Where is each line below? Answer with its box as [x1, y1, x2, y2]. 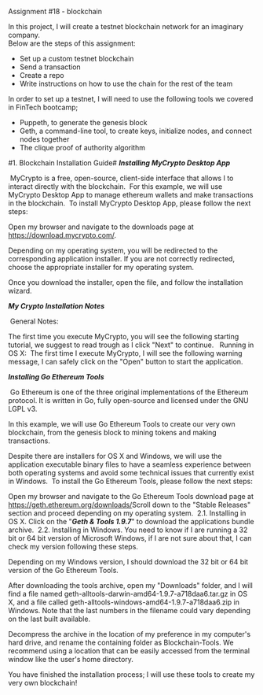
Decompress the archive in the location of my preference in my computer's [8, 630, 251, 638]
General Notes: [9, 316, 59, 326]
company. [8, 31, 41, 39]
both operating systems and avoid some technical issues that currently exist [8, 468, 254, 477]
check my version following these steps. [8, 542, 139, 551]
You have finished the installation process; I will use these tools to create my [8, 670, 255, 679]
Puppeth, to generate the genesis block [19, 118, 148, 127]
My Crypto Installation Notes [8, 301, 105, 310]
